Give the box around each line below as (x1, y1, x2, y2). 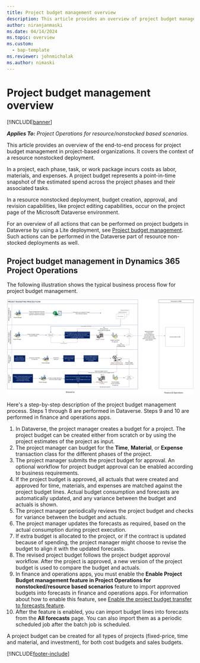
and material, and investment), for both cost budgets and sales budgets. (7, 639, 183, 646)
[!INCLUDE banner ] (7, 118, 53, 125)
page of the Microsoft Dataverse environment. (7, 209, 120, 216)
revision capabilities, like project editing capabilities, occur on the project (7, 202, 185, 209)
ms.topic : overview (7, 34, 55, 41)
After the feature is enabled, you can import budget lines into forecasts (15, 608, 189, 615)
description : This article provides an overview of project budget (7, 15, 177, 22)
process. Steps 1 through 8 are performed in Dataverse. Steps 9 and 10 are (7, 408, 189, 415)
